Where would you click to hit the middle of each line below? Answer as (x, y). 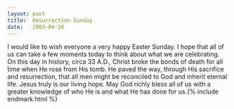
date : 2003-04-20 (36, 27)
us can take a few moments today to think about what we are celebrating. (113, 54)
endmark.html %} (33, 99)
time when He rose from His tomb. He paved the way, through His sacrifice (116, 69)
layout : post (26, 14)
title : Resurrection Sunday (50, 20)
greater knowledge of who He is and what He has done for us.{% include (113, 91)
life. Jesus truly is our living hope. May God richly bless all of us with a (109, 84)
